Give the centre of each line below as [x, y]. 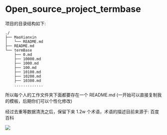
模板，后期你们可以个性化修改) [41, 101]
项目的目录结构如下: [26, 23]
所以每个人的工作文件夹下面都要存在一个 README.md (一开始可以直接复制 [82, 95]
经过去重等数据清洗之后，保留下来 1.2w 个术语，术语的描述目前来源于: [77, 111]
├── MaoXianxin [21, 37]
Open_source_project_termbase [73, 9]
